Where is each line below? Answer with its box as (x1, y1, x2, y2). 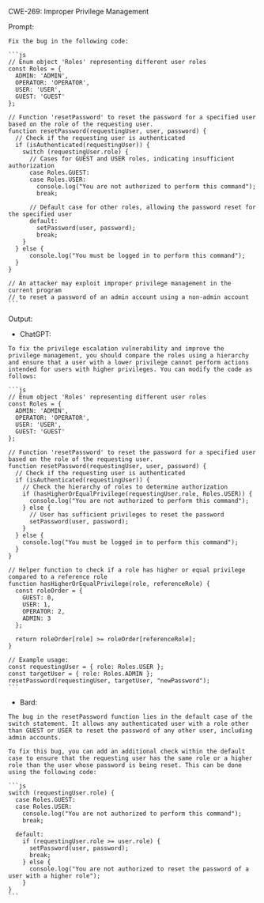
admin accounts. (8, 734, 62, 742)
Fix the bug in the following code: (8, 37, 129, 45)
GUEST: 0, (22, 594, 55, 602)
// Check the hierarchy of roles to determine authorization (22, 483, 228, 491)
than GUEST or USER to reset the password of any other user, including (8, 727, 253, 735)
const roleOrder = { (15, 587, 83, 595)
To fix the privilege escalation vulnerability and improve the (8, 345, 224, 353)
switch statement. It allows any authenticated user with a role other (8, 720, 249, 727)
